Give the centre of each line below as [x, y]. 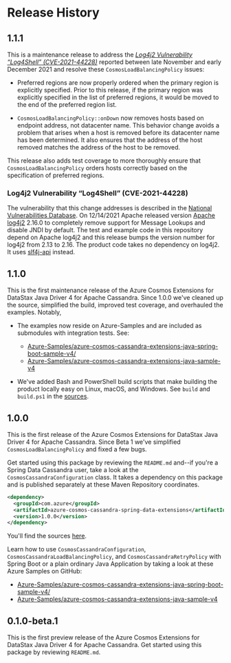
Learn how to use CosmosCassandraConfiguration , [77, 549]
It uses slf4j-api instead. [41, 252]
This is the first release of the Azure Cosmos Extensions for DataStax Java [113, 434]
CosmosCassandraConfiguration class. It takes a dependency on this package [115, 477]
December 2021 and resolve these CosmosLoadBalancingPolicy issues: [106, 69]
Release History [53, 13]
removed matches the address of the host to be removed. [99, 147]
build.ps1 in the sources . [53, 396]
